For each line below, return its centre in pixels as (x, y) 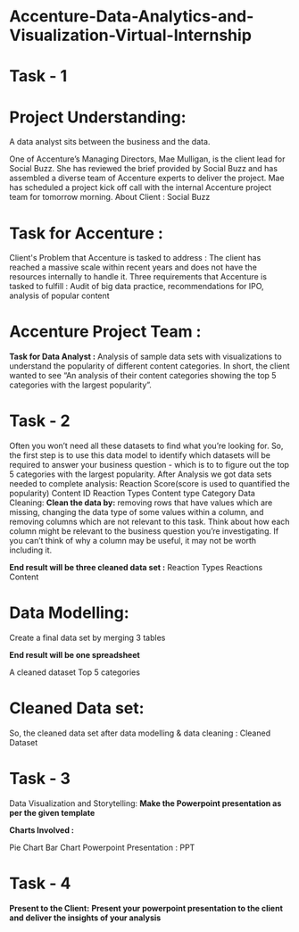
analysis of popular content (59, 295)
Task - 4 (40, 883)
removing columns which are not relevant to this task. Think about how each (149, 522)
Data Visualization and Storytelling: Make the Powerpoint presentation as (145, 803)
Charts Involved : (42, 830)
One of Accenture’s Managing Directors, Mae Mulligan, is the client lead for (147, 159)
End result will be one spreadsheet (75, 655)
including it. (31, 550)
